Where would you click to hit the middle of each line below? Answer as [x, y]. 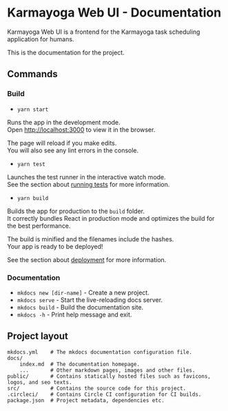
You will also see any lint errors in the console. [73, 150]
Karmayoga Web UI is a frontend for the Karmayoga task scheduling [104, 32]
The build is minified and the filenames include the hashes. [91, 239]
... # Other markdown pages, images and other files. [107, 370]
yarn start [33, 109]
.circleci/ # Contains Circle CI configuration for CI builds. [104, 394]
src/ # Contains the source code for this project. [97, 388]
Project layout [38, 336]
